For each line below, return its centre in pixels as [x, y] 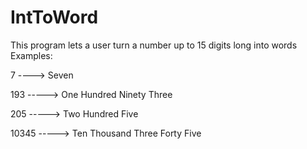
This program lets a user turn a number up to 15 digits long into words [154, 45]
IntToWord [54, 17]
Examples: [31, 55]
